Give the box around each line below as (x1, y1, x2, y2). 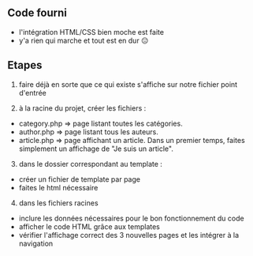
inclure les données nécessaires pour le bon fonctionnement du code (18, 213, 245, 223)
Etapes (7, 58, 43, 72)
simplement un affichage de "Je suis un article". (18, 144, 174, 153)
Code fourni (7, 6, 68, 20)
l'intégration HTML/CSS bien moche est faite (18, 27, 165, 36)
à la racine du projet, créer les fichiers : (18, 103, 147, 113)
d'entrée (18, 88, 47, 97)
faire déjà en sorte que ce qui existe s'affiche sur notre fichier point (18, 79, 238, 89)
